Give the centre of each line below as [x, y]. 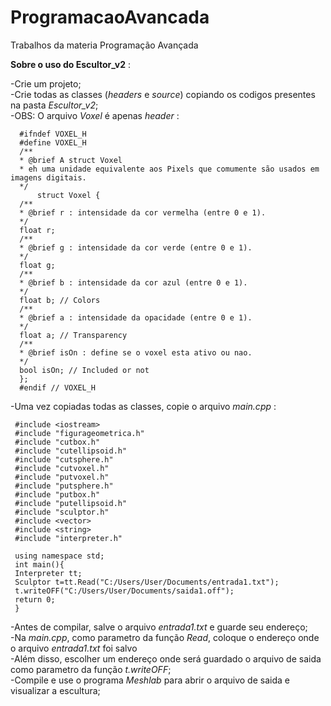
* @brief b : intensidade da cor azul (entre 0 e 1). [133, 282]
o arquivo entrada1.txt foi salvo [74, 648]
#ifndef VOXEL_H [53, 134]
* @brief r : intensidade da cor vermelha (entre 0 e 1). [143, 212]
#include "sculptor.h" [62, 512]
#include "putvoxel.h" [62, 477]
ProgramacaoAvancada [110, 17]
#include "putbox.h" [57, 494]
